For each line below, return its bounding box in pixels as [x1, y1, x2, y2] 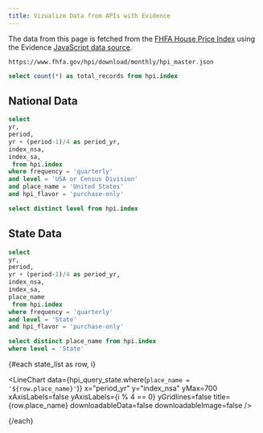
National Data [8, 94, 78, 108]
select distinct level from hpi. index [8, 204, 138, 213]
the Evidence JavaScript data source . [8, 42, 133, 52]
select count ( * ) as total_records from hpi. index [8, 71, 179, 80]
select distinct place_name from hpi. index [8, 337, 157, 345]
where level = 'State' [8, 345, 84, 353]
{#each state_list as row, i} [8, 359, 97, 369]
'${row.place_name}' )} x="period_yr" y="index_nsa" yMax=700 [8, 383, 218, 393]
